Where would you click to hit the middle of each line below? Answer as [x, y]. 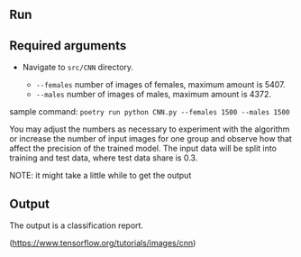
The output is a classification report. [77, 225]
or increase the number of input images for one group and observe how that [151, 139]
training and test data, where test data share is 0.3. [104, 158]
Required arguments [68, 46]
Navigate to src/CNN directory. [78, 68]
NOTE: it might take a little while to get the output [100, 176]
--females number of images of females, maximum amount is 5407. [160, 85]
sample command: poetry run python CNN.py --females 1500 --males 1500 [150, 112]
